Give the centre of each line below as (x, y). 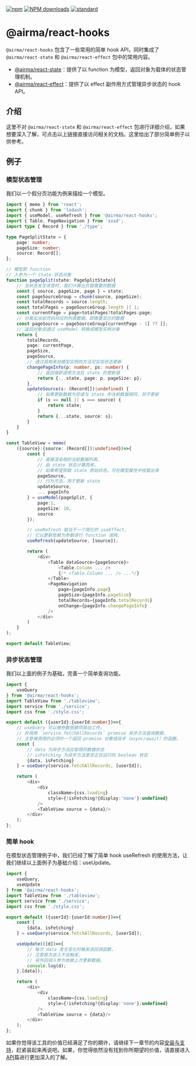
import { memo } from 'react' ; (44, 205)
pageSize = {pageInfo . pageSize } (95, 595)
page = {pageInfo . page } (84, 589)
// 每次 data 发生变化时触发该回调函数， (71, 949)
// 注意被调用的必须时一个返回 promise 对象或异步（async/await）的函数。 (99, 739)
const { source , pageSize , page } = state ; (70, 291)
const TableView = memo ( (36, 443)
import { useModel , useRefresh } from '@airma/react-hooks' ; (82, 216)
